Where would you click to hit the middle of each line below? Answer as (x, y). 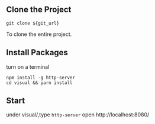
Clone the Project (39, 10)
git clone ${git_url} (33, 23)
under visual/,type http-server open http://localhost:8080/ (78, 115)
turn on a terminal (28, 66)
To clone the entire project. (39, 34)
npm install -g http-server (41, 78)
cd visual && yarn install (39, 83)
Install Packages (37, 53)
